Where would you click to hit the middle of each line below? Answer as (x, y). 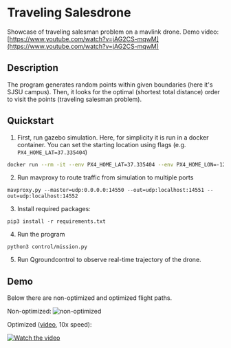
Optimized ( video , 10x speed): (49, 325)
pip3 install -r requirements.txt (57, 221)
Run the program (41, 235)
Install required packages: (54, 209)
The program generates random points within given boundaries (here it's (110, 85)
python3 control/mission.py (47, 247)
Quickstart (31, 121)
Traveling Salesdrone (69, 13)
